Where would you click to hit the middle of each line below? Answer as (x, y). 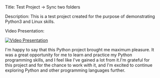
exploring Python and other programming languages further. (65, 70)
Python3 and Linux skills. (30, 22)
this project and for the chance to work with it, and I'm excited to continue (79, 65)
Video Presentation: (25, 31)
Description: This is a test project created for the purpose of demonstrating (80, 16)
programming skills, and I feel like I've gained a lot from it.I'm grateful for (78, 60)
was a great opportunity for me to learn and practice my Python (69, 55)
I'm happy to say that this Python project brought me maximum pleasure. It (80, 50)
